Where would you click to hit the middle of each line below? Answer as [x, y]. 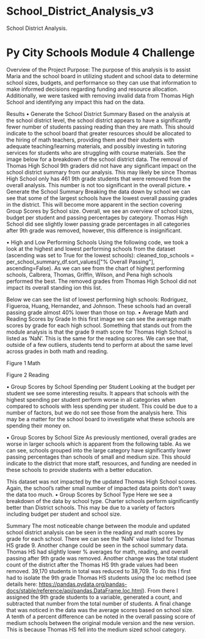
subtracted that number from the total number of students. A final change [99, 603]
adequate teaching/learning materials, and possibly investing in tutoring [96, 146]
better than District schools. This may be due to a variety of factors [91, 507]
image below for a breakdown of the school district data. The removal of [97, 159]
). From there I [160, 590]
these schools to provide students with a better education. [80, 469]
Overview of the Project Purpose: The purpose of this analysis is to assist [99, 70]
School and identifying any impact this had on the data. [76, 102]
